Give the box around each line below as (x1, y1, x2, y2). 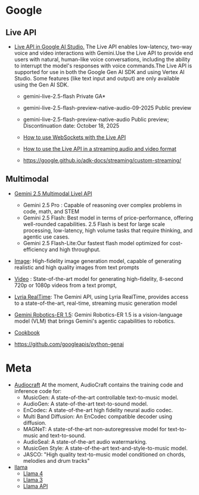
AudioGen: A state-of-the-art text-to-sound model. (23, 400, 148, 407)
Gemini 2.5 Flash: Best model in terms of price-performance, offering (23, 214, 193, 221)
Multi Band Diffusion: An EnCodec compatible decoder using (23, 413, 172, 420)
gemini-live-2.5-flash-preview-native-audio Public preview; (23, 116, 169, 123)
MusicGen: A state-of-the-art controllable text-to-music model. (23, 394, 179, 401)
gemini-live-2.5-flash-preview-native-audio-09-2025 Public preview (23, 104, 192, 111)
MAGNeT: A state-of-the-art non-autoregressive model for (23, 425, 167, 432)
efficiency (23, 246, 48, 253)
